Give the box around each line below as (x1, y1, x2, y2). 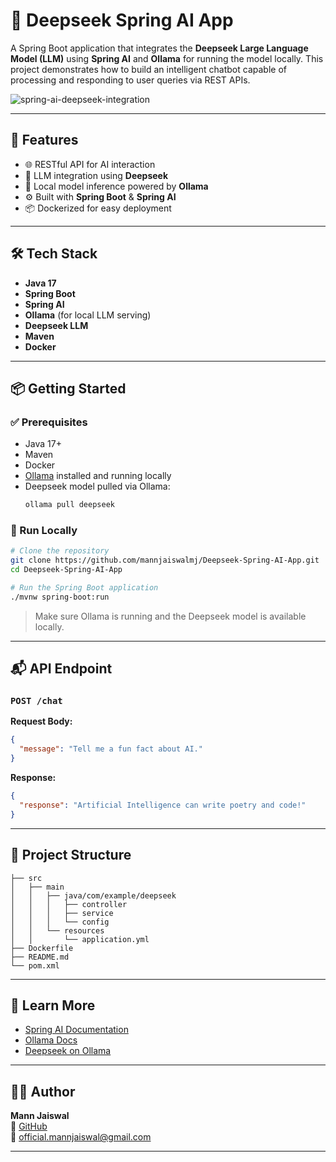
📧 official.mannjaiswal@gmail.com (10, 1131, 152, 1143)
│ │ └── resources (10, 925, 105, 936)
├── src (10, 873, 43, 883)
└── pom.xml (10, 960, 60, 971)
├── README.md (10, 952, 70, 962)
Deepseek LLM (24, 319, 89, 331)
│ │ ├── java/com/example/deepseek (10, 890, 177, 901)
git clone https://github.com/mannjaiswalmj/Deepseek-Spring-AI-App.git (10, 555, 320, 566)
